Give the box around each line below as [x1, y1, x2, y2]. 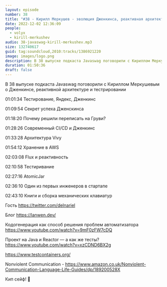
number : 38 [5, 12, 28, 17]
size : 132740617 [5, 44, 39, 49]
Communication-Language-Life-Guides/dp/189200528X [5, 267, 121, 272]
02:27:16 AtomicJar [5, 173, 45, 179]
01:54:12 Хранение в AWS [5, 144, 59, 150]
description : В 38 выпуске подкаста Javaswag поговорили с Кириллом [5, 58, 150, 63]
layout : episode [5, 7, 39, 12]
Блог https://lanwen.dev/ [5, 212, 56, 218]
